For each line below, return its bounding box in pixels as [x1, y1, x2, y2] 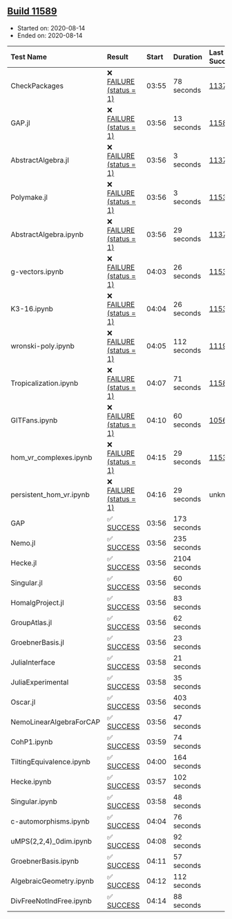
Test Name [10, 52, 47, 62]
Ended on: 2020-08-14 [17, 31, 83, 39]
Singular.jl [10, 577, 43, 587]
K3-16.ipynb [10, 304, 54, 313]
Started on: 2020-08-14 [17, 24, 86, 32]
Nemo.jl [10, 538, 36, 548]
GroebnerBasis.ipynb [10, 856, 79, 866]
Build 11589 [7, 6, 57, 17]
